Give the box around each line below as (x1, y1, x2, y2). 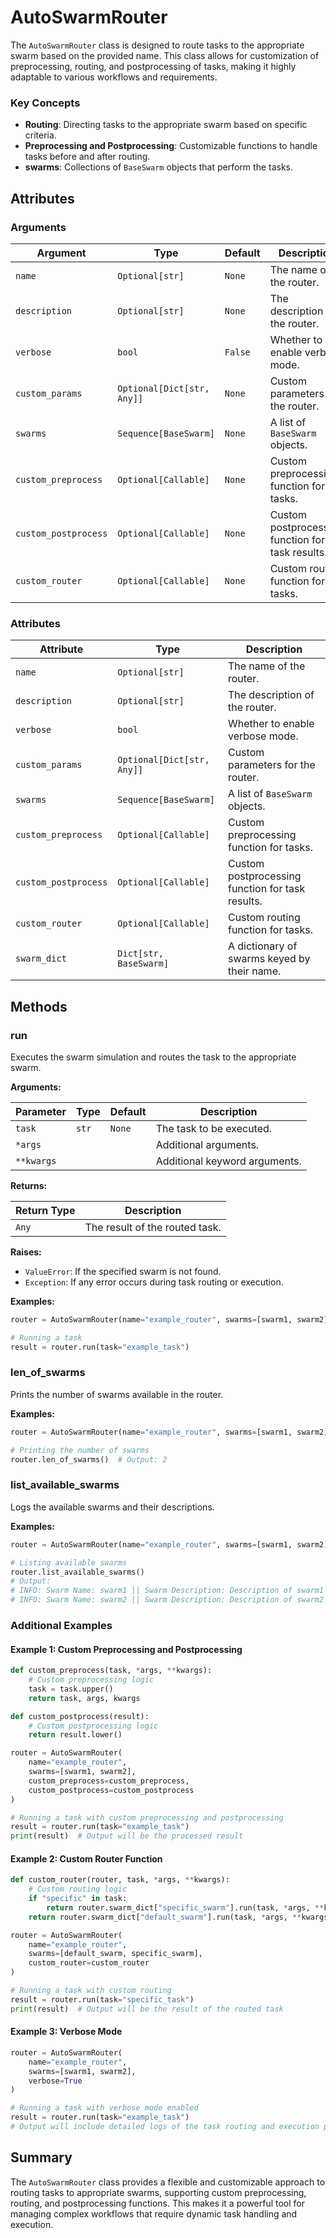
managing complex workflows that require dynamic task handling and (10, 2207, 298, 2220)
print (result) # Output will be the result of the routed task (10, 2004, 284, 2014)
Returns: (10, 1179, 48, 1191)
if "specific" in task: (28, 1894, 128, 1904)
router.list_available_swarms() (10, 1567, 145, 1577)
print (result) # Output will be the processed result (10, 1831, 244, 1841)
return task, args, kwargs (28, 1693, 141, 1703)
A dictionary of (227, 939, 298, 953)
